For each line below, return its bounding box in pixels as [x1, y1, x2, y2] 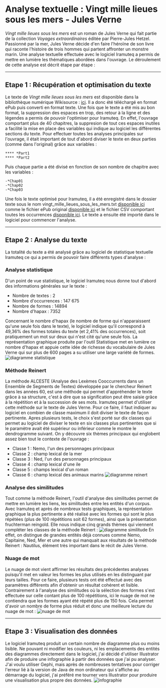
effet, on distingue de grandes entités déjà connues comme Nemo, [5, 532, 141, 538]
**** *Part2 [5, 155, 30, 160]
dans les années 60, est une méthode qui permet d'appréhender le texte [5, 389, 153, 395]
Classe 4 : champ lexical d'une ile [12, 461, 81, 468]
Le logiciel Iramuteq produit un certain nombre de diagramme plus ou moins [5, 640, 160, 646]
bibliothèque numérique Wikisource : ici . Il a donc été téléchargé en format [5, 99, 157, 105]
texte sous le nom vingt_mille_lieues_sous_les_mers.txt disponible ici [5, 201, 145, 207]
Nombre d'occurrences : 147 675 [12, 298, 80, 303]
